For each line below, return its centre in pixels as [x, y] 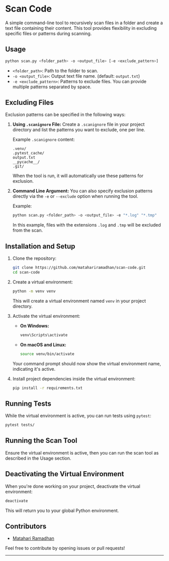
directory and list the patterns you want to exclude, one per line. [79, 130]
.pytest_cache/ [28, 153]
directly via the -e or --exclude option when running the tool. [75, 196]
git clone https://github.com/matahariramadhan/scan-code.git [79, 268]
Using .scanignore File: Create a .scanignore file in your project [78, 125]
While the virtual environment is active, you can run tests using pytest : [78, 416]
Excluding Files [29, 103]
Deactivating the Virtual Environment [65, 474]
